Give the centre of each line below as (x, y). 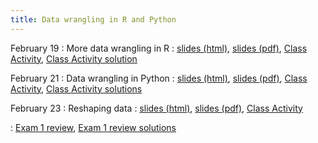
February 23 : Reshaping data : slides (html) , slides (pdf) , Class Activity (156, 108)
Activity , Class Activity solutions (76, 88)
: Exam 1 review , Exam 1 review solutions (93, 127)
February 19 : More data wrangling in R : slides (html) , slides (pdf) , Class (159, 48)
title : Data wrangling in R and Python (93, 19)
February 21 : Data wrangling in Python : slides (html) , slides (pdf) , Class (159, 78)
